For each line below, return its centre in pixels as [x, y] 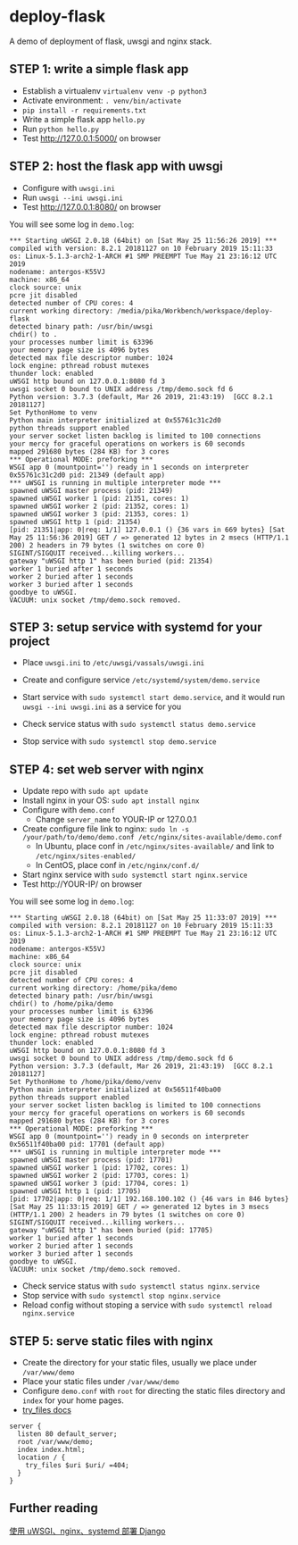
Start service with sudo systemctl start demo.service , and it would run [153, 697]
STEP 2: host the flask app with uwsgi [116, 167]
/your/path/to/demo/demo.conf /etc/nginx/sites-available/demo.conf [152, 838]
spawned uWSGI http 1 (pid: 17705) [75, 1191]
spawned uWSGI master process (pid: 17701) [91, 1160]
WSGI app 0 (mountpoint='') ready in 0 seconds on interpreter [129, 1137]
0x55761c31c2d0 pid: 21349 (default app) [87, 475]
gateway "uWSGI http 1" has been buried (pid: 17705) [112, 1231]
